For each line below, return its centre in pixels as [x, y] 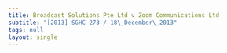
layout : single [33, 37]
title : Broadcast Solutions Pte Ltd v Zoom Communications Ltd [114, 15]
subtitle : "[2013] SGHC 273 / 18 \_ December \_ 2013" [93, 23]
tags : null [26, 30]
